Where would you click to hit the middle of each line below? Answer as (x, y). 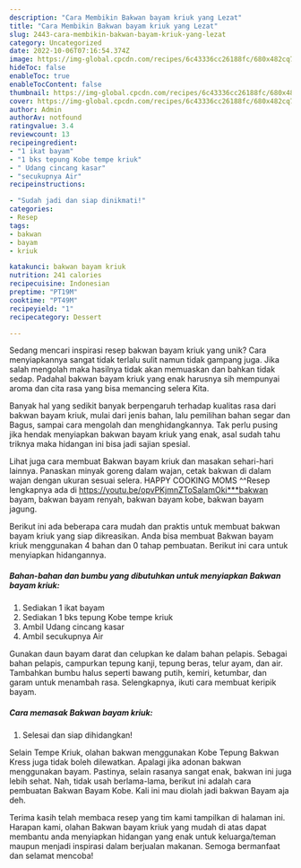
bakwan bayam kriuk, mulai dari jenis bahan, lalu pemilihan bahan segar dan (150, 416)
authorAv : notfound (46, 118)
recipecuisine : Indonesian (60, 284)
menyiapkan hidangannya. (58, 555)
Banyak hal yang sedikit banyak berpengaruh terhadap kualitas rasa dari (142, 406)
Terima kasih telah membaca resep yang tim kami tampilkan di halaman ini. (147, 818)
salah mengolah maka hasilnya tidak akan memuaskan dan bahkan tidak (142, 370)
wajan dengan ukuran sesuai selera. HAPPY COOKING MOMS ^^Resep (140, 480)
